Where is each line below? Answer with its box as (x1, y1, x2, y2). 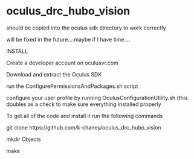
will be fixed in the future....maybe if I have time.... (6, 36, 131, 43)
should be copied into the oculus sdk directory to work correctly (6, 24, 166, 31)
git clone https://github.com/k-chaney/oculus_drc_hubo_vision (6, 123, 161, 131)
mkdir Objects (6, 136, 41, 143)
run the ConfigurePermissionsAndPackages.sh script (6, 83, 138, 90)
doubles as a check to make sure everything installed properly (6, 101, 161, 108)
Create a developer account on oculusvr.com (6, 59, 119, 66)
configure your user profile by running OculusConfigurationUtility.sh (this (6, 94, 188, 101)
